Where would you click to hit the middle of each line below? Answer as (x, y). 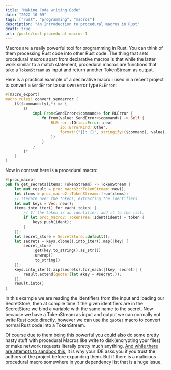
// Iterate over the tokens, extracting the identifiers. (77, 198)
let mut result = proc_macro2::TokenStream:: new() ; (70, 189)
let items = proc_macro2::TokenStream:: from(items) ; (72, 194)
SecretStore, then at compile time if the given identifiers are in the (74, 304)
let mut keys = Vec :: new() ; (44, 203)
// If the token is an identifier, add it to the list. (84, 213)
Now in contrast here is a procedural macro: (51, 170)
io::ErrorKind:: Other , (84, 128)
